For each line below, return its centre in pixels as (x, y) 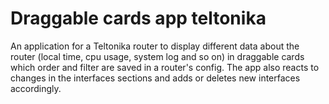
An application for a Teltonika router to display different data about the (155, 46)
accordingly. (36, 88)
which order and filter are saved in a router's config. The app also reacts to (165, 67)
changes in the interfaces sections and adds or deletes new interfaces (155, 78)
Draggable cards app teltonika (138, 18)
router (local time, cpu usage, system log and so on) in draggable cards (157, 56)
